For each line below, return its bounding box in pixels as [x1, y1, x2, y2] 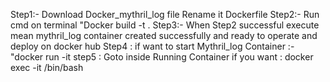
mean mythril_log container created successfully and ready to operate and [10, 30, 318, 41]
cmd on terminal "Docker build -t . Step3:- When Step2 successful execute [10, 19, 320, 31]
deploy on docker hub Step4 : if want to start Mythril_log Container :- [10, 40, 295, 52]
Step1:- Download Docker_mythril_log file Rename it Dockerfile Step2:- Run [10, 9, 320, 20]
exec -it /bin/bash [10, 62, 84, 73]
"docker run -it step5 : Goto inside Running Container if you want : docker [10, 51, 314, 63]
